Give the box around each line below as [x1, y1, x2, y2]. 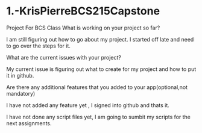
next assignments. [6, 119, 52, 127]
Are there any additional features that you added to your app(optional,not [6, 83, 188, 91]
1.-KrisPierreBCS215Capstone [6, 4, 160, 18]
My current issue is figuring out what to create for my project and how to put [6, 65, 197, 73]
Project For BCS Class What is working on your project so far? [6, 24, 160, 31]
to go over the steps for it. [6, 42, 71, 49]
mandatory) [6, 90, 36, 97]
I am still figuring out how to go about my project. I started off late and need [6, 36, 194, 43]
